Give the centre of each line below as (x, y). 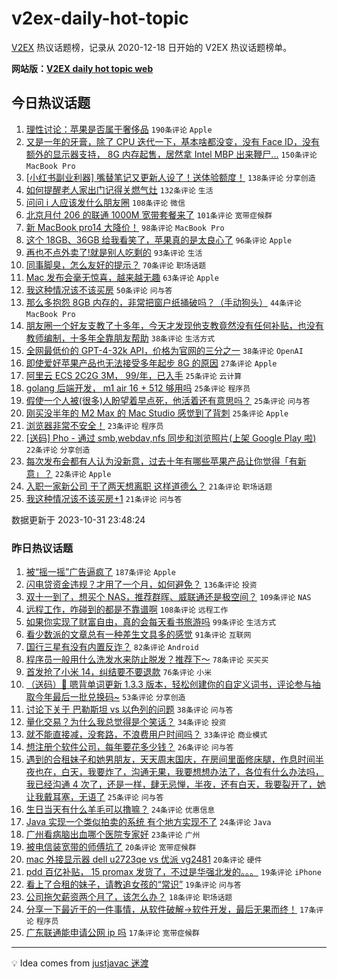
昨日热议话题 (42, 548)
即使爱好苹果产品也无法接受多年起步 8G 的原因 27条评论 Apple (151, 363)
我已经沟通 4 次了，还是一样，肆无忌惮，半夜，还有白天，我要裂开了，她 (175, 784)
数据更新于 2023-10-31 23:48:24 (78, 519)
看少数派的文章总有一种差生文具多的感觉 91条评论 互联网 (138, 634)
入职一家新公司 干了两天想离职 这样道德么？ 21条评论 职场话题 (149, 486)
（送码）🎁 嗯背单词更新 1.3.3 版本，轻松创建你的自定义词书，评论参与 (169, 684)
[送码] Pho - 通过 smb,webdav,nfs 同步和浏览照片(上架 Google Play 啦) (171, 438)
